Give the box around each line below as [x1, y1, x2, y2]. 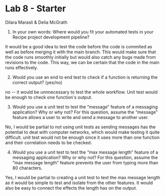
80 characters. [12, 165, 43, 171]
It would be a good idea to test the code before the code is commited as [5, 43, 153, 49]
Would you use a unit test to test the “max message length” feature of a [12, 149, 159, 155]
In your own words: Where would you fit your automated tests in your [12, 29, 154, 35]
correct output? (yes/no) [12, 79, 63, 85]
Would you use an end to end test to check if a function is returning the [12, 74, 158, 80]
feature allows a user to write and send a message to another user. [12, 114, 149, 120]
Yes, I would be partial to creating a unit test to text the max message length [5, 174, 161, 180]
